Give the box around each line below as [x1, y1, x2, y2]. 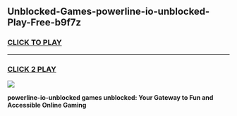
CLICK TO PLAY [7, 38, 62, 48]
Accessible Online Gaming [7, 101, 87, 109]
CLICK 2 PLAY [7, 64, 56, 74]
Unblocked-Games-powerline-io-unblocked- [7, 6, 210, 18]
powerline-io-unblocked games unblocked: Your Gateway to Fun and [7, 93, 214, 101]
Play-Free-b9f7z [7, 17, 82, 29]
